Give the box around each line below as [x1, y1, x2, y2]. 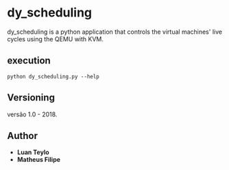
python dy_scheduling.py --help [7, 73, 99, 80]
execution [7, 55, 51, 67]
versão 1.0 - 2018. [7, 110, 58, 118]
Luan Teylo [16, 148, 49, 156]
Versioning [7, 92, 55, 104]
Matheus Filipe [16, 156, 60, 164]
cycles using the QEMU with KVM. [7, 34, 104, 43]
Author [7, 129, 38, 142]
